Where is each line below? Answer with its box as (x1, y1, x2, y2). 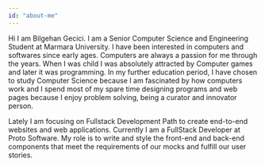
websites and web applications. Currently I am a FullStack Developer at (8, 125, 240, 134)
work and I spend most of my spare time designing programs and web (8, 84, 238, 94)
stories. (8, 150, 33, 160)
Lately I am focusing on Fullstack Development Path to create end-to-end (8, 116, 248, 125)
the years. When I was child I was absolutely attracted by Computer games (8, 59, 253, 68)
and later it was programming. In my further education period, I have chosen (8, 67, 258, 76)
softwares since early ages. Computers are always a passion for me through (8, 50, 258, 60)
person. (8, 101, 34, 110)
